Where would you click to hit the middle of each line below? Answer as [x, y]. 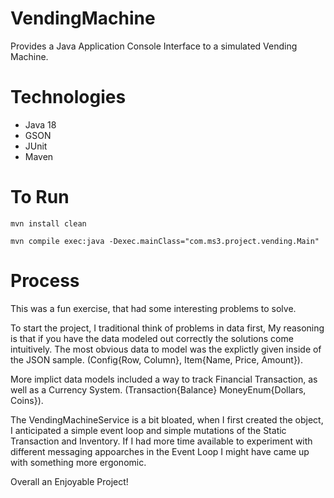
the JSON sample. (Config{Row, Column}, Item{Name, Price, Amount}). [156, 359]
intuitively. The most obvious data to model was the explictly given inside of [166, 349]
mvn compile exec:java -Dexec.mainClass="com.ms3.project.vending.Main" [165, 241]
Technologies [68, 97]
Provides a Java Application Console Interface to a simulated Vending [154, 46]
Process [45, 281]
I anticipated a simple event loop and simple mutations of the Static [148, 430]
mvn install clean [48, 223]
